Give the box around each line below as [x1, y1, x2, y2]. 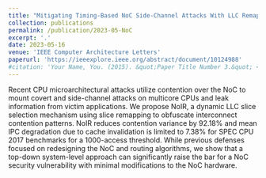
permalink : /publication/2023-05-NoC [8, 26, 133, 34]
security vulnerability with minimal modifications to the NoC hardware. [8, 160, 237, 170]
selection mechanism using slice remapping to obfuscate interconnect [8, 110, 237, 119]
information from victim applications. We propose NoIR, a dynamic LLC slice [8, 101, 256, 111]
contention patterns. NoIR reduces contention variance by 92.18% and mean [8, 118, 257, 127]
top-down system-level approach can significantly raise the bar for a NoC [8, 152, 249, 161]
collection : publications [8, 19, 93, 27]
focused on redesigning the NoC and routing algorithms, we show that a [8, 143, 244, 153]
